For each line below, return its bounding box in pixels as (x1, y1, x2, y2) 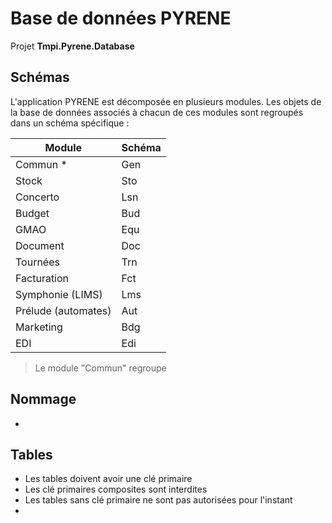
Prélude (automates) (15, 303, 112, 317)
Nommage (10, 391, 77, 408)
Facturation (15, 271, 70, 285)
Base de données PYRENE (10, 7, 232, 30)
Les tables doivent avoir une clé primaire (24, 473, 193, 485)
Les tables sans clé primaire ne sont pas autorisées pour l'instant (24, 494, 293, 506)
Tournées (15, 255, 60, 269)
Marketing (15, 320, 63, 334)
